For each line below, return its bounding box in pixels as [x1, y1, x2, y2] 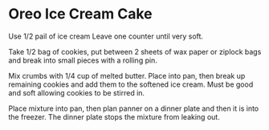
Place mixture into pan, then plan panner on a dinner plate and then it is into [8, 104, 259, 113]
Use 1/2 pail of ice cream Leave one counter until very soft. [8, 31, 203, 41]
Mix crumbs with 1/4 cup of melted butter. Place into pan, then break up [8, 71, 246, 80]
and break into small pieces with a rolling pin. [8, 55, 158, 65]
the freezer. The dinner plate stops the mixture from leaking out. [8, 112, 221, 121]
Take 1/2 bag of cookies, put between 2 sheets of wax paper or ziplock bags [8, 47, 262, 56]
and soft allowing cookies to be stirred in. [8, 87, 145, 97]
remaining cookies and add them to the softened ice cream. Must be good [8, 79, 254, 89]
